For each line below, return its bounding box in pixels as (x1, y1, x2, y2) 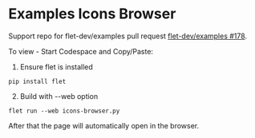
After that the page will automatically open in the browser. (8, 120, 200, 130)
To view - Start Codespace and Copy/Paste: (8, 46, 154, 56)
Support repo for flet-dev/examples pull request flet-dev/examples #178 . (8, 31, 247, 41)
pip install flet (8, 77, 67, 85)
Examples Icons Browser (8, 5, 176, 23)
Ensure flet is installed (19, 61, 94, 72)
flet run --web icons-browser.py (8, 107, 120, 115)
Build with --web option (19, 91, 99, 101)
